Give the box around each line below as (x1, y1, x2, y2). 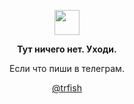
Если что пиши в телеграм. (9, 63, 125, 74)
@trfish (52, 82, 82, 94)
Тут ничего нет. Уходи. (17, 43, 117, 55)
